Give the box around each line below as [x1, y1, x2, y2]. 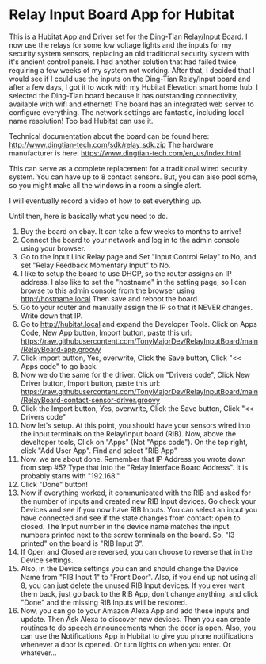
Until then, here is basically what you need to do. [9, 211, 169, 221]
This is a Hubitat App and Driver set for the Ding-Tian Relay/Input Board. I [9, 32, 248, 41]
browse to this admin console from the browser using [20, 286, 195, 295]
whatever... [20, 648, 57, 658]
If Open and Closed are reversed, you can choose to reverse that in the [20, 547, 253, 556]
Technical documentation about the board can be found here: [9, 131, 210, 140]
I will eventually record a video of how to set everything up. [9, 196, 203, 205]
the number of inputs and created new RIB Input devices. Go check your [20, 496, 256, 505]
